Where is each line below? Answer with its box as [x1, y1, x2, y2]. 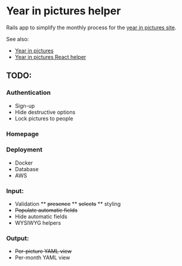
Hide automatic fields [14, 213, 67, 220]
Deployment [6, 146, 43, 154]
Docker [14, 159, 33, 166]
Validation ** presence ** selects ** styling [14, 200, 121, 208]
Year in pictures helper [6, 4, 121, 18]
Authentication [6, 88, 51, 97]
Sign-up [14, 102, 35, 109]
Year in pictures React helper [14, 53, 87, 60]
